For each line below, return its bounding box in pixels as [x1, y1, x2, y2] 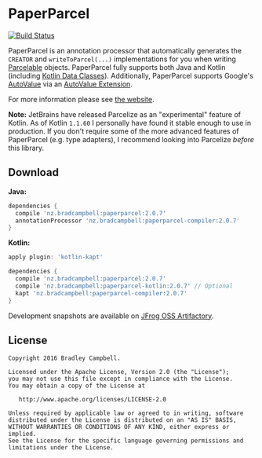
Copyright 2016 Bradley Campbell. [8, 354, 122, 362]
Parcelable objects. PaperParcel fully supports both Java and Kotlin [8, 62, 226, 71]
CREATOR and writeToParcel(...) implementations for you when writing [8, 54, 237, 64]
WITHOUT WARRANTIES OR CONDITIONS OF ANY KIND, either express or [8, 423, 230, 431]
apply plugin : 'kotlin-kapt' [8, 253, 104, 262]
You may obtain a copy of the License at [8, 382, 146, 390]
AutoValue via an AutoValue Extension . [8, 79, 133, 89]
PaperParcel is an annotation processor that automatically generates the [8, 46, 242, 55]
